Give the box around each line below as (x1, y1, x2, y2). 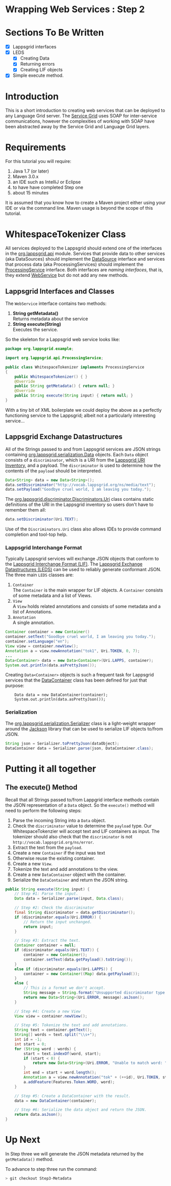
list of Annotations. (12, 609, 52, 615)
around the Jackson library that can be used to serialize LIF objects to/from (5, 725, 163, 731)
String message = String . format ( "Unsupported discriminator (23, 990, 154, 996)
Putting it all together (5, 763, 97, 774)
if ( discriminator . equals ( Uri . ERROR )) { (14, 915, 101, 920)
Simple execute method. (12, 72, 64, 78)
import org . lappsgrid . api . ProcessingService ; (5, 355, 103, 360)
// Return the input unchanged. (23, 919, 93, 924)
